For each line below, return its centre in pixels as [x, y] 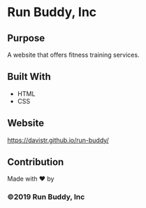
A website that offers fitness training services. [73, 55]
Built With [29, 77]
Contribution [36, 162]
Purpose [26, 38]
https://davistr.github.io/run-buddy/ [58, 140]
